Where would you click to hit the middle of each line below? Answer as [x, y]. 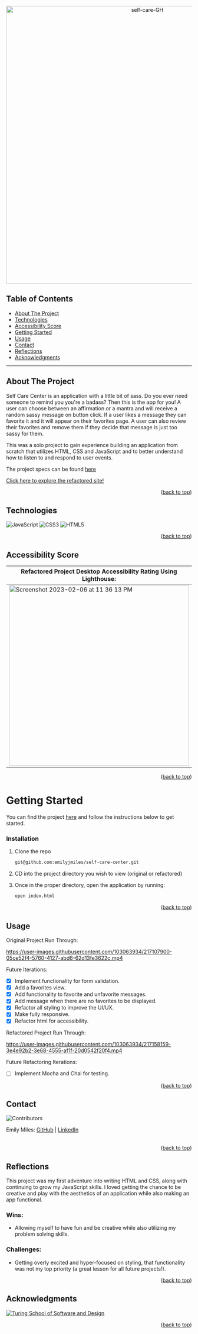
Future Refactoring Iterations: [42, 1062]
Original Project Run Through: [42, 940]
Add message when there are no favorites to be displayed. [86, 1001]
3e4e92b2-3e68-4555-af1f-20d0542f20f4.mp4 [64, 1050]
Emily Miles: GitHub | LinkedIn [42, 1130]
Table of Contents [40, 299]
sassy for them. [25, 433]
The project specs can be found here [51, 469]
